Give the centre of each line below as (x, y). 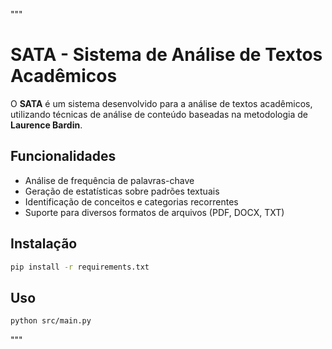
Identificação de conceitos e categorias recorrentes (131, 201)
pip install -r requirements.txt (80, 267)
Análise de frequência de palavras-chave (109, 180)
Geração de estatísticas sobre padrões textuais (122, 191)
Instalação (44, 244)
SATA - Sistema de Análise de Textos (166, 55)
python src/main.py (51, 321)
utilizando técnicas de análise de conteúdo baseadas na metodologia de (159, 114)
